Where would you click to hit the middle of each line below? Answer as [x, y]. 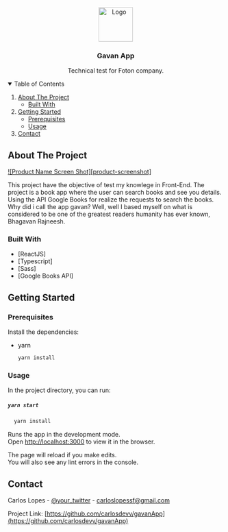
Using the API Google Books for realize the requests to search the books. [111, 199]
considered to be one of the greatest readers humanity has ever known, [109, 214]
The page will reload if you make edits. [62, 455]
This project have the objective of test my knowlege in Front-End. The [106, 185]
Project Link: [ [27, 513]
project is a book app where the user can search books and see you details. [115, 193]
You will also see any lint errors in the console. [73, 462]
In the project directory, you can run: [59, 390]
